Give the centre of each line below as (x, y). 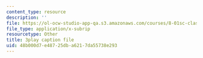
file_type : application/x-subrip (48, 29)
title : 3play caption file (40, 40)
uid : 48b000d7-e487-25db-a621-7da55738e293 (62, 46)
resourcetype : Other (32, 34)
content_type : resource (36, 12)
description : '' (27, 18)
